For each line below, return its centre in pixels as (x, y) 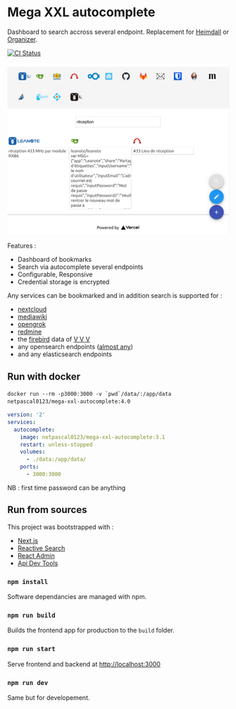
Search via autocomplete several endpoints (80, 267)
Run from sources (47, 510)
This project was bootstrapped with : (61, 527)
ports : (30, 467)
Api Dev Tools (38, 563)
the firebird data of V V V (54, 339)
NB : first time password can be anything (67, 487)
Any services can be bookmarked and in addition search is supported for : (115, 296)
